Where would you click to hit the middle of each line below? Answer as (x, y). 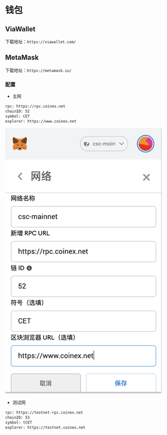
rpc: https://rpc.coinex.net (35, 106)
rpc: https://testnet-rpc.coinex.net (44, 413)
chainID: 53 (17, 418)
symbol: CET (17, 116)
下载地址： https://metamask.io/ (39, 70)
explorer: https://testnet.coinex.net (45, 428)
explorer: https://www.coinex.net (41, 121)
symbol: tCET (19, 423)
